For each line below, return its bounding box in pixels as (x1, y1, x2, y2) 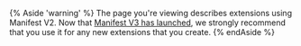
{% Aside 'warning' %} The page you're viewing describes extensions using (9, 8, 293, 18)
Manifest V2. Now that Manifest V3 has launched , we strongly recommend (9, 17, 286, 28)
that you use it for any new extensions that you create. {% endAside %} (9, 27, 275, 37)
